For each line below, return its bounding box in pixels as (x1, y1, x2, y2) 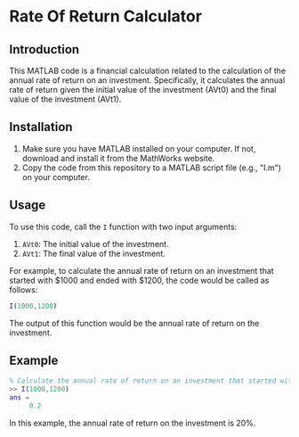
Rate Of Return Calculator (9, 6, 203, 27)
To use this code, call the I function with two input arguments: (9, 221, 238, 232)
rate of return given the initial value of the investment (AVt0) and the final (9, 85, 277, 95)
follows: (9, 284, 38, 295)
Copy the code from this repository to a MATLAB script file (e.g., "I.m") (21, 162, 282, 173)
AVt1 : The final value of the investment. (21, 248, 166, 259)
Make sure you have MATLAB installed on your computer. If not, (21, 143, 256, 153)
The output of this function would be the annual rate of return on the (9, 317, 260, 328)
